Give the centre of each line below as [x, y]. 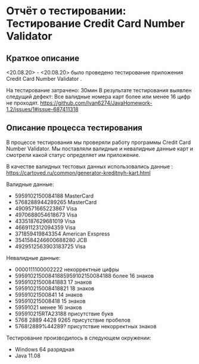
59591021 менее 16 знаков [48, 307]
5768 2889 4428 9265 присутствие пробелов [73, 320]
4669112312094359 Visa [45, 227]
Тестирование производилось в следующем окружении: [79, 338]
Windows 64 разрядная [44, 349]
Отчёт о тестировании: [66, 11]
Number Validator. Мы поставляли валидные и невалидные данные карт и [100, 148]
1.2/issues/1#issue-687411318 [42, 109]
